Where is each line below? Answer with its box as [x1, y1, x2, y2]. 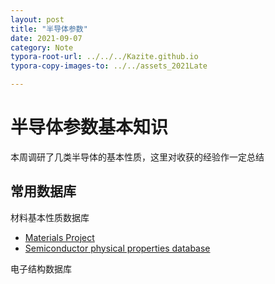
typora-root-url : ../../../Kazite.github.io [10, 52, 199, 62]
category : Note [10, 42, 74, 53]
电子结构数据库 [10, 262, 72, 275]
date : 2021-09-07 [10, 33, 83, 43]
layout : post [10, 14, 65, 25]
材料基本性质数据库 [10, 211, 90, 223]
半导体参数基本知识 [10, 116, 169, 139]
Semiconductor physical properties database [24, 242, 211, 254]
